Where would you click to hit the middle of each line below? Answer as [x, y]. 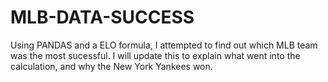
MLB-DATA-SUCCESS [102, 17]
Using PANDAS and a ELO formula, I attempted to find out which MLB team [164, 45]
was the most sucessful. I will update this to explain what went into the [155, 55]
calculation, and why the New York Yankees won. [111, 66]
